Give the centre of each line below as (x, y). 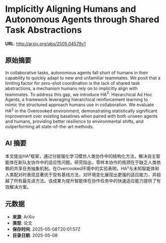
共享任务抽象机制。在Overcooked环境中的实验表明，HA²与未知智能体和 (86, 168)
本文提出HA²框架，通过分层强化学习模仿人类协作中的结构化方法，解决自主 (81, 156)
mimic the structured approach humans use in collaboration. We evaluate (80, 105)
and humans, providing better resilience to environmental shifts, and (74, 121)
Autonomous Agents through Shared (82, 19)
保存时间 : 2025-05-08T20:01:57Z (46, 229)
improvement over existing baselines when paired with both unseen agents (82, 116)
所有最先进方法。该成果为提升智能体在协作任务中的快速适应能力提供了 (85, 180)
